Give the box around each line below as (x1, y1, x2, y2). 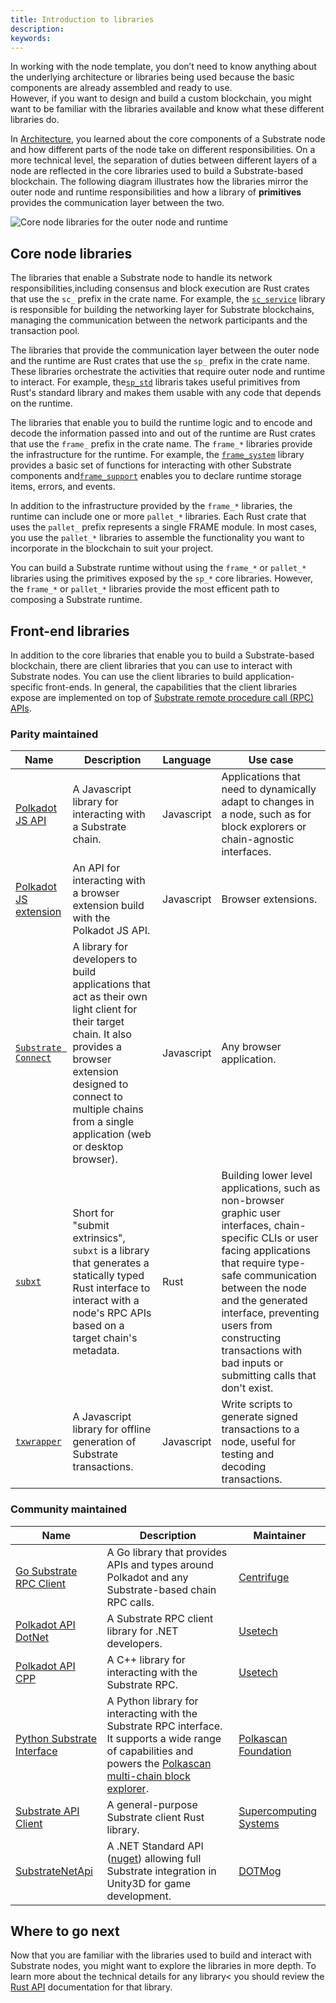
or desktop (72, 1140, 124, 1154)
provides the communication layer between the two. (10, 197, 225, 209)
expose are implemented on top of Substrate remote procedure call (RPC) (10, 692, 315, 703)
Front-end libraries (10, 622, 130, 640)
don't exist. (221, 1381, 274, 1395)
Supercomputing (238, 1804, 318, 1818)
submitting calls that (221, 1369, 317, 1383)
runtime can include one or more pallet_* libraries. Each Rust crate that (10, 511, 307, 523)
